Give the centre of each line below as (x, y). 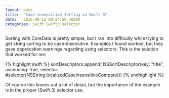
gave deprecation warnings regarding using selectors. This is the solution (82, 49)
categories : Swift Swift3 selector (43, 24)
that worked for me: (26, 55)
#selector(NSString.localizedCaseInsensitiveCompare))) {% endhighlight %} (85, 75)
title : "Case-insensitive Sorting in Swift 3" (56, 15)
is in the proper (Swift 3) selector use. (45, 90)
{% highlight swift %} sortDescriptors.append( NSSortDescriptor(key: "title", (85, 64)
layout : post (19, 10)
